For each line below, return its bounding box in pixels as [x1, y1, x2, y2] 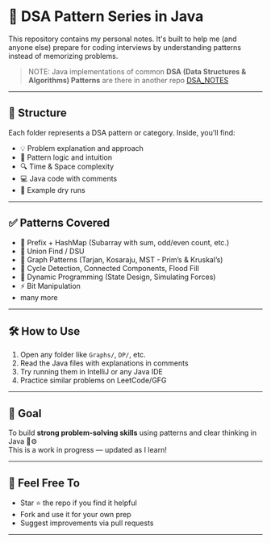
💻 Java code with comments [19, 173, 118, 183]
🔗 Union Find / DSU [19, 246, 85, 256]
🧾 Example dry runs [19, 185, 86, 194]
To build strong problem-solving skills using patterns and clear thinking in [8, 428, 256, 438]
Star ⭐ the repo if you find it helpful [19, 498, 137, 507]
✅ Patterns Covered [8, 216, 110, 230]
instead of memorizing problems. [8, 51, 119, 61]
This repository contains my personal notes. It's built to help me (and [8, 34, 237, 44]
